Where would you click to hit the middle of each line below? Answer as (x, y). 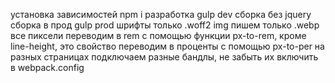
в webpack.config (47, 67)
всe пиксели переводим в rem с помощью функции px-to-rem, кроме (158, 35)
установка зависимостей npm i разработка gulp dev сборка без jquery (161, 14)
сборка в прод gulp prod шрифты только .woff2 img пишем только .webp (165, 25)
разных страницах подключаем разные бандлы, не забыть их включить (164, 57)
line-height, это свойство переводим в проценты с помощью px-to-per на (167, 46)
